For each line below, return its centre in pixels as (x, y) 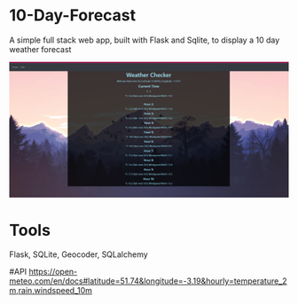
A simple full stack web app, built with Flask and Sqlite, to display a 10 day (145, 40)
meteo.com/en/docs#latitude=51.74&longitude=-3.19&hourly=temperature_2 (148, 281)
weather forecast (40, 49)
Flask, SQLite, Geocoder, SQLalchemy (78, 254)
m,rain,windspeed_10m (51, 291)
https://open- (53, 272)
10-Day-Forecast (73, 16)
